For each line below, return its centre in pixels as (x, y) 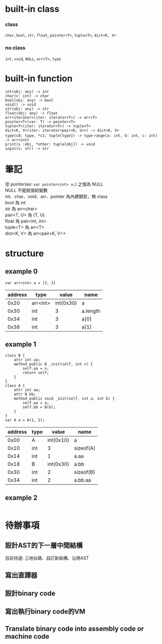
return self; (36, 373)
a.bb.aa (83, 480)
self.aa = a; (36, 403)
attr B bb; (25, 395)
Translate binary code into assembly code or (75, 629)
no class (15, 48)
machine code (27, 636)
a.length (91, 311)
